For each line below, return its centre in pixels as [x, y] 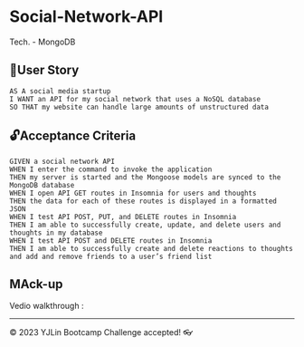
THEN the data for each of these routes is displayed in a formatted [143, 201]
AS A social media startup [60, 91]
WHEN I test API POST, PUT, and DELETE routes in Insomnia [123, 217]
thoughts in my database [56, 233]
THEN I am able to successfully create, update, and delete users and [145, 225]
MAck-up [36, 284]
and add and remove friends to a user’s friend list [111, 256]
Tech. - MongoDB [43, 42]
